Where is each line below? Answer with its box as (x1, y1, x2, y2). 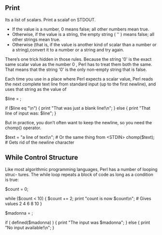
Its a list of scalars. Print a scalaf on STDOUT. (5, 17, 96, 22)
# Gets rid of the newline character (5, 139, 74, 145)
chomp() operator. (5, 125, 42, 131)
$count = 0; (5, 186, 29, 192)
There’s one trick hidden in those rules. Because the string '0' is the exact (5, 56, 152, 62)
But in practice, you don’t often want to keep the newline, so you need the (5, 119, 152, 125)
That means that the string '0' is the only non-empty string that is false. (5, 67, 147, 72)
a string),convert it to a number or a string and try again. (12, 47, 124, 52)
